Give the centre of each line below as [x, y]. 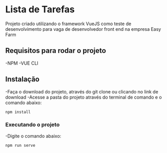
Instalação [23, 79]
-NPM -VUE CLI [22, 63]
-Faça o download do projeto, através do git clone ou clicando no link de [82, 91]
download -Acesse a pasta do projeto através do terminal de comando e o [84, 97]
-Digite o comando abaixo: [33, 136]
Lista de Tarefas [40, 9]
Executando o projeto [33, 125]
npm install [18, 112]
